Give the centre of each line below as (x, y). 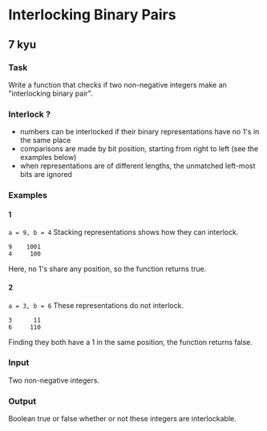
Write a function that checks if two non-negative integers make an (117, 84)
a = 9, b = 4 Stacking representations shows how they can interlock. (123, 232)
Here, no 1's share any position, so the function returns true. (107, 269)
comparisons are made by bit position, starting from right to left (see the (139, 149)
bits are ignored (46, 174)
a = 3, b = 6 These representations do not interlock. (96, 305)
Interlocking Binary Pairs (92, 15)
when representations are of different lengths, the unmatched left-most (138, 166)
